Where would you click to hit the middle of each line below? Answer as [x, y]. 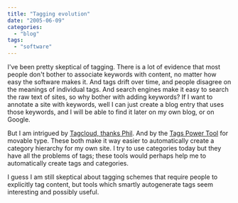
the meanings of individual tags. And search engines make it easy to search [118, 89]
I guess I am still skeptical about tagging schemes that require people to [113, 177]
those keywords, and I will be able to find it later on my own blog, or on [111, 112]
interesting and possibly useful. [53, 192]
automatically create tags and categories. [68, 163]
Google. [19, 120]
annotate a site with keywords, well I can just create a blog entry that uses [116, 104]
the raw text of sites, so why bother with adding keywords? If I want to [110, 97]
